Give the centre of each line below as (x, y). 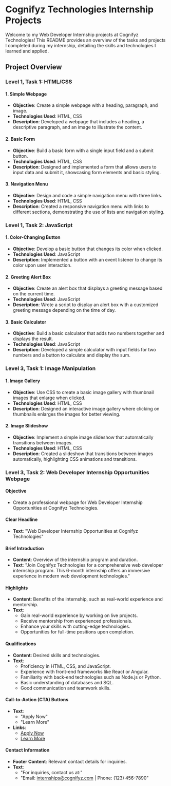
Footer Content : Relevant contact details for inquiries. (70, 762)
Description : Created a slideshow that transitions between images (83, 454)
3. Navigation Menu (27, 184)
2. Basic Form (20, 139)
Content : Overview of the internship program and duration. (75, 560)
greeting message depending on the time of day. (64, 310)
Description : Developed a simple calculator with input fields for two (84, 350)
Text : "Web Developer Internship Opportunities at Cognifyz (75, 531)
